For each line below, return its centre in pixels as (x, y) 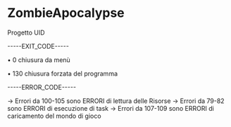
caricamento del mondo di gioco (54, 116)
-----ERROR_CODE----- (42, 87)
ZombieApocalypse (66, 13)
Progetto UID (26, 32)
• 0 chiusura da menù (39, 60)
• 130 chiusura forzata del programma (63, 73)
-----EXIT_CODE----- (38, 46)
